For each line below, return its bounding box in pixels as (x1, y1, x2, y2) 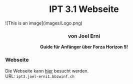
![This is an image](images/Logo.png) (5, 20, 82, 26)
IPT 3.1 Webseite (49, 3, 119, 15)
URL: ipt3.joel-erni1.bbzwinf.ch (5, 73, 75, 79)
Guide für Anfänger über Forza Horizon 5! (39, 44, 128, 50)
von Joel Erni (67, 32, 100, 39)
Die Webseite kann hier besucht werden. (5, 67, 89, 73)
